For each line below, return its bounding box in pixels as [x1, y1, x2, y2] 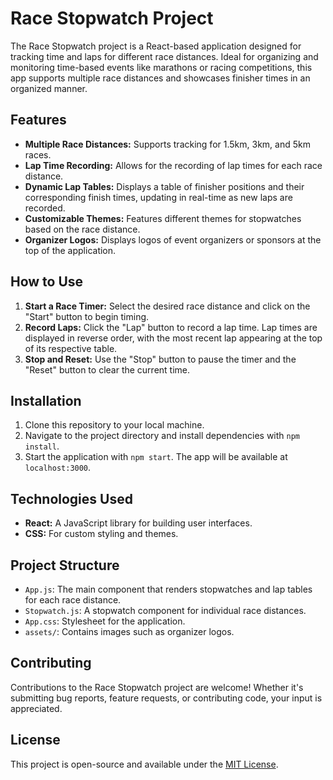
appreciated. [10, 702, 63, 714]
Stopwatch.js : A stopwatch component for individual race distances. [24, 605, 307, 616]
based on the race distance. [24, 223, 141, 235]
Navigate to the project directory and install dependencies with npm [24, 430, 301, 442]
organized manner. [10, 82, 88, 94]
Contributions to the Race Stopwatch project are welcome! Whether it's [10, 681, 304, 693]
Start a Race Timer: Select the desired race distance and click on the [24, 300, 311, 312]
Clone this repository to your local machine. [24, 419, 205, 431]
